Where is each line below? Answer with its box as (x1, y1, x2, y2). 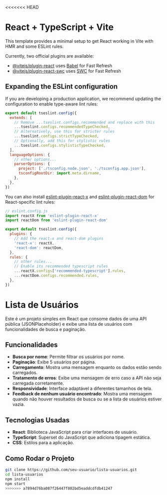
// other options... (14, 157, 57, 162)
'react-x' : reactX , (14, 241, 55, 246)
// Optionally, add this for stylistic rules (14, 138, 111, 143)
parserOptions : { (14, 161, 50, 166)
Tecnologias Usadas (5, 416, 70, 424)
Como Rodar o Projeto (5, 454, 75, 463)
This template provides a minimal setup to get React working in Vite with (5, 38, 154, 44)
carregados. (12, 370, 38, 375)
